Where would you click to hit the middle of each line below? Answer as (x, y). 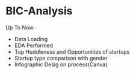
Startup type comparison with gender (61, 58)
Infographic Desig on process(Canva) (61, 64)
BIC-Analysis (39, 11)
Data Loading (31, 39)
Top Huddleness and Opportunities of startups (72, 51)
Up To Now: (20, 27)
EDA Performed (34, 45)
